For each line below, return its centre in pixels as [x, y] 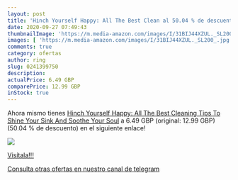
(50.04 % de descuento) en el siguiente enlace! [77, 128]
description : [27, 73]
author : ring [27, 60]
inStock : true [28, 93]
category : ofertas [34, 54]
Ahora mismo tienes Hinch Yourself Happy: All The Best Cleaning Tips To [114, 113]
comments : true [30, 47]
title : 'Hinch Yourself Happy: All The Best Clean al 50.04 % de [106, 21]
